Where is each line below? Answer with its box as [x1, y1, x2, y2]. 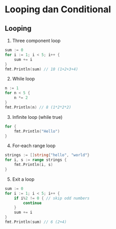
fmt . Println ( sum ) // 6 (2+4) [5, 219, 67, 224]
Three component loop [12, 37, 61, 44]
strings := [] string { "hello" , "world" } [5, 153, 90, 158]
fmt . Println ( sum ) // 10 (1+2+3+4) [5, 67, 79, 72]
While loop [12, 76, 35, 82]
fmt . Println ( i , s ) [14, 162, 53, 168]
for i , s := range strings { [5, 157, 67, 162]
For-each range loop [12, 142, 56, 149]
